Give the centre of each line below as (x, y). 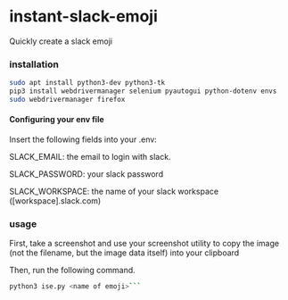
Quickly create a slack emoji (61, 41)
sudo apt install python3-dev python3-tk (87, 83)
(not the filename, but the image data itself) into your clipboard (124, 253)
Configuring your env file (57, 120)
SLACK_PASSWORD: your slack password (86, 174)
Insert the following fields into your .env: (83, 139)
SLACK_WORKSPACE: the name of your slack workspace (114, 192)
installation (34, 64)
